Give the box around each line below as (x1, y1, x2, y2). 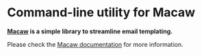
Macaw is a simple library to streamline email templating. (7, 27, 173, 35)
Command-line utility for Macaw (7, 5, 196, 20)
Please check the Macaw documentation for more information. (7, 40, 184, 48)
